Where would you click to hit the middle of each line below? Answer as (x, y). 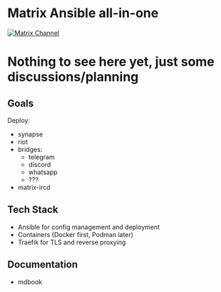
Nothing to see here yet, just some (111, 62)
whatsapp (43, 172)
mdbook (30, 282)
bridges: (30, 149)
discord (40, 164)
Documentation (43, 265)
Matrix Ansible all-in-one (83, 13)
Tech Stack (33, 210)
